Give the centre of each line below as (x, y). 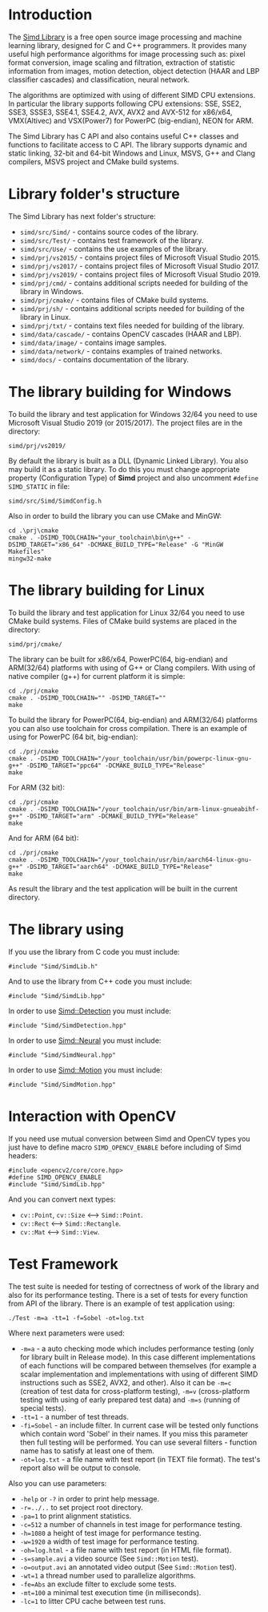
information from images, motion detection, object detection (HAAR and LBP (134, 71)
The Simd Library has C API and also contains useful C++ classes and (124, 136)
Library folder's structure (94, 194)
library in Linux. (45, 317)
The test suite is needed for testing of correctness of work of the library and (134, 1286)
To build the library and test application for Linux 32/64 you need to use (127, 612)
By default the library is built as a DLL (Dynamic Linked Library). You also (128, 461)
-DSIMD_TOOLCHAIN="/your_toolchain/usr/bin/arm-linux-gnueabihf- (148, 809)
